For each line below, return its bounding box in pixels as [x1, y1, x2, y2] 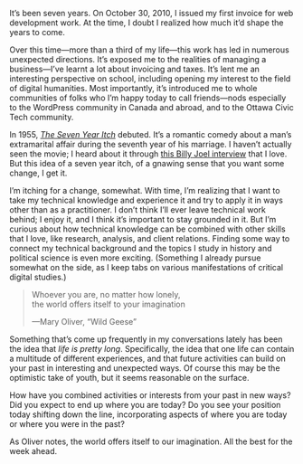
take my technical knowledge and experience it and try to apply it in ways [9, 194, 283, 205]
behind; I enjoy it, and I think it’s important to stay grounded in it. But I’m [9, 214, 277, 224]
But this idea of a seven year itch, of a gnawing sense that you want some [9, 158, 285, 168]
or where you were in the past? [9, 419, 125, 429]
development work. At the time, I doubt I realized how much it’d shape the [9, 17, 284, 28]
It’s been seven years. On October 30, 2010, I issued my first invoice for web [9, 8, 294, 18]
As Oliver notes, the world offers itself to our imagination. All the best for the [9, 436, 293, 447]
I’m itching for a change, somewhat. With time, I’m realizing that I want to [9, 185, 280, 195]
